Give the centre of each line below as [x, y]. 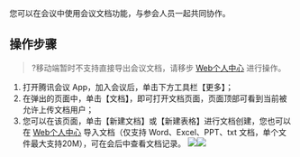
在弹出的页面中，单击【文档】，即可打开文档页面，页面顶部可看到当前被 [155, 98]
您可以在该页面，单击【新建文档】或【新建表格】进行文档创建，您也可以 [156, 121]
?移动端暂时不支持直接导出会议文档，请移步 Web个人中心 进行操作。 [159, 68]
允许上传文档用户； [58, 109]
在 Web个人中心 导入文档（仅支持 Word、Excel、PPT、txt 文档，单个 [150, 132]
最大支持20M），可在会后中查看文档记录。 [108, 143]
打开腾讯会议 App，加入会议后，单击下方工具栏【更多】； [128, 87]
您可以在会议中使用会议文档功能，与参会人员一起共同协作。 [120, 13]
